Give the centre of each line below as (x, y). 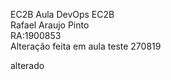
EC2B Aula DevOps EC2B (62, 14)
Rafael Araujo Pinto (50, 25)
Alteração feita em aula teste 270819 (86, 46)
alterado (27, 65)
